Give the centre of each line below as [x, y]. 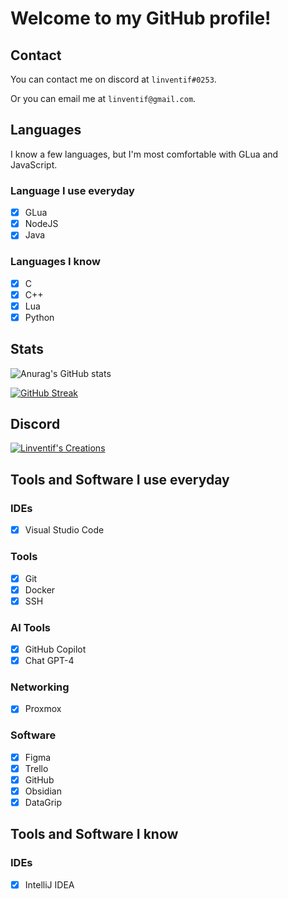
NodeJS [41, 224]
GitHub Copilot [55, 649]
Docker [40, 589]
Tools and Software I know [94, 834]
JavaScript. [34, 164]
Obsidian [43, 791]
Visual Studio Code [64, 530]
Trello [36, 768]
